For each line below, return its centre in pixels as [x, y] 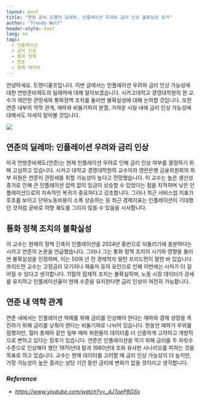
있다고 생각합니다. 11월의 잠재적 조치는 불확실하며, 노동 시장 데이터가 [103, 274]
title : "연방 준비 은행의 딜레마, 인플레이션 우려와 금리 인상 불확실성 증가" [89, 17]
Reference [22, 378]
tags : [13, 40]
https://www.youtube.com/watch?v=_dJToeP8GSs [77, 392]
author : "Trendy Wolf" [34, 23]
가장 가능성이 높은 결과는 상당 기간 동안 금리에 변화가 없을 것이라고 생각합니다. [97, 363]
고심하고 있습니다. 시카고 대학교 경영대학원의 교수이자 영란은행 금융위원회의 [100, 170]
